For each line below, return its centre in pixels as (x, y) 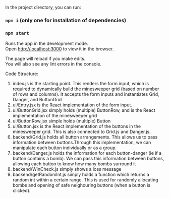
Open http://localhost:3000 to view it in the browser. (60, 49)
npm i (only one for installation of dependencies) (66, 20)
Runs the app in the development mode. (47, 44)
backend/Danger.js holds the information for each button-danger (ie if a (87, 153)
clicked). (21, 190)
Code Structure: (22, 74)
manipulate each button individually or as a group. (65, 148)
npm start (17, 33)
